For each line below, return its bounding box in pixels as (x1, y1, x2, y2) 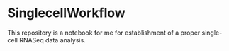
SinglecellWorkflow (7, 5, 125, 21)
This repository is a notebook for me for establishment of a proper (7, 28, 201, 37)
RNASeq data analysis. (18, 35, 86, 44)
